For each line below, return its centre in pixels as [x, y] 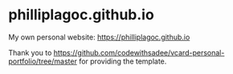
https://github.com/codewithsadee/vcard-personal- [139, 52]
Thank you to [30, 52]
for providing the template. [123, 61]
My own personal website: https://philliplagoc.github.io [99, 37]
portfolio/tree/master [43, 61]
